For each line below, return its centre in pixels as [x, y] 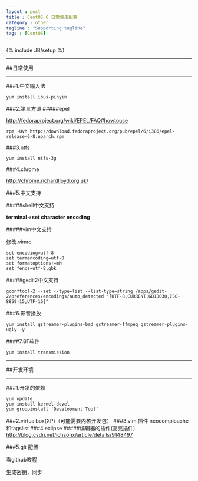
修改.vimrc [19, 242]
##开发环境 [20, 370]
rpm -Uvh [17, 131]
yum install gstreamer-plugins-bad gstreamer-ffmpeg [72, 325]
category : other [27, 22]
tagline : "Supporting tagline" [46, 28]
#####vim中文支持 [29, 229]
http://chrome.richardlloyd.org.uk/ [47, 181]
